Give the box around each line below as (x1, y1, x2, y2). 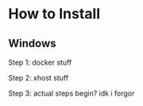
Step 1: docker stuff (8, 57, 72, 67)
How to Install (8, 5, 101, 23)
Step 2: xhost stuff (8, 73, 69, 82)
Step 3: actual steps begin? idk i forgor (8, 88, 135, 98)
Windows (8, 37, 56, 50)
